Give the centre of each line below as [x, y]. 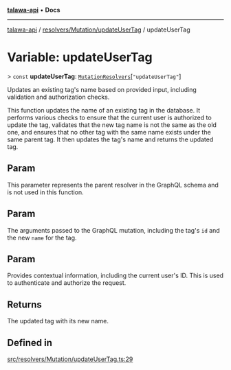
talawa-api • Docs [34, 10]
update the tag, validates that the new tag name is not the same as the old [112, 125]
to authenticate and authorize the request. [67, 283]
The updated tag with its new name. [58, 321]
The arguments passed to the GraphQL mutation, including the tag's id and [113, 230]
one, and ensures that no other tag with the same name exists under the [109, 132]
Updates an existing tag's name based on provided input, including [102, 89]
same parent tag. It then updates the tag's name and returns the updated [110, 139]
